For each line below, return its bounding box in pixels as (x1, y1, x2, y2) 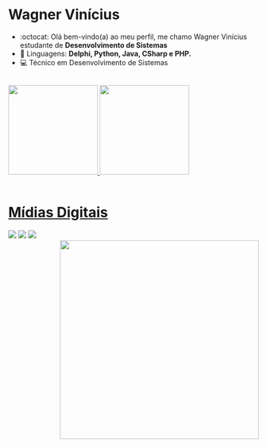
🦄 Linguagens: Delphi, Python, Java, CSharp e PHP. (19, 49, 192, 58)
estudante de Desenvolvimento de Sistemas (19, 40, 168, 49)
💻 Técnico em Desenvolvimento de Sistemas (19, 57, 168, 67)
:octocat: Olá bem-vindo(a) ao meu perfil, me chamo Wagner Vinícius (19, 32, 248, 41)
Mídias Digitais (8, 204, 109, 222)
